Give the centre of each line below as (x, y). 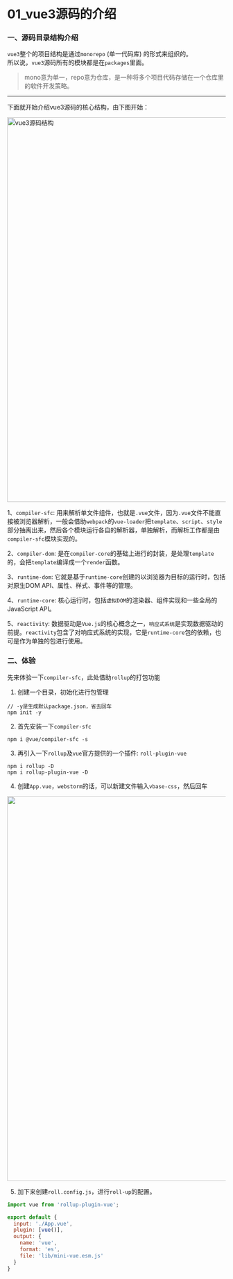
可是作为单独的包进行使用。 (47, 641)
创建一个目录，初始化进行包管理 (63, 692)
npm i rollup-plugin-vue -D (48, 772)
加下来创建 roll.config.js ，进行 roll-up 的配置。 (86, 1191)
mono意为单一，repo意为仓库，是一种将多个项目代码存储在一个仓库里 (124, 78)
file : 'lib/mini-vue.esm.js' (62, 1255)
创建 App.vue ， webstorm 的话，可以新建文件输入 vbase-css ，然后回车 (112, 786)
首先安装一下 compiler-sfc (54, 726)
